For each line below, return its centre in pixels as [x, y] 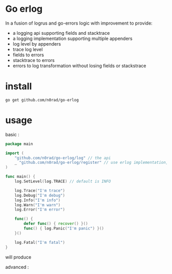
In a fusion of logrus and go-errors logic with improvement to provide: [79, 23]
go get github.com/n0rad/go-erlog [42, 100]
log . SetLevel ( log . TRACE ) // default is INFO [63, 182]
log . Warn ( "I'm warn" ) [37, 205]
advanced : [17, 267]
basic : [12, 134]
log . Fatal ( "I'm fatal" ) [40, 242]
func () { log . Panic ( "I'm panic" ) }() [64, 228]
